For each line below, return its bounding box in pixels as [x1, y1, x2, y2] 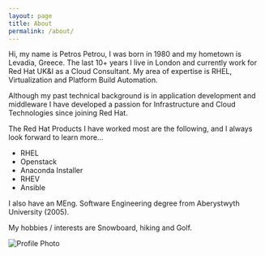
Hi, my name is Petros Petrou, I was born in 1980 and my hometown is [8, 50, 241, 59]
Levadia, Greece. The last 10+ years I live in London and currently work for [8, 58, 258, 67]
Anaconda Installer [19, 166, 83, 176]
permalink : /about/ [8, 27, 75, 35]
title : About [8, 20, 53, 28]
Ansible [19, 183, 46, 193]
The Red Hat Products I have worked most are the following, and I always [8, 124, 253, 134]
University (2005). [8, 207, 70, 217]
